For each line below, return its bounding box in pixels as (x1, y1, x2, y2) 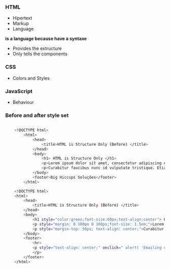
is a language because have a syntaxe (5, 35, 87, 42)
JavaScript (5, 88, 33, 95)
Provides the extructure (12, 46, 62, 52)
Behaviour (12, 99, 34, 105)
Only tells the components (12, 51, 67, 57)
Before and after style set (5, 111, 69, 119)
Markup (12, 20, 29, 26)
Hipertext (12, 15, 32, 21)
